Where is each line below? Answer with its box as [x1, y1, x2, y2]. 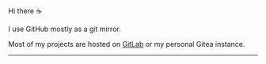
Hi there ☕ [8, 6, 42, 16]
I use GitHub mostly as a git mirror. [8, 24, 121, 34]
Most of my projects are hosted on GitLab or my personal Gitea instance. [8, 40, 245, 48]
